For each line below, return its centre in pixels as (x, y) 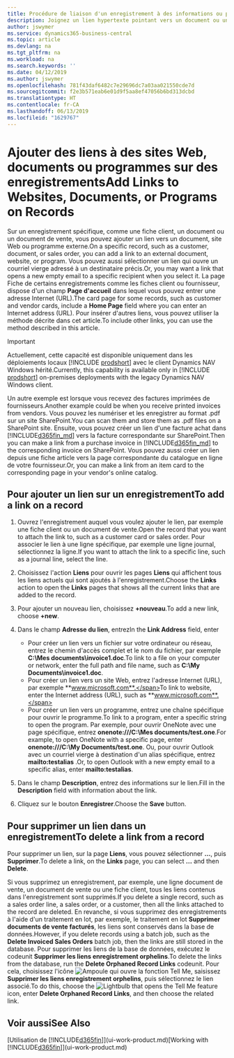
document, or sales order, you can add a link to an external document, (108, 253)
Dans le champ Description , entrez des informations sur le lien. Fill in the (121, 783)
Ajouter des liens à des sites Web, (107, 152)
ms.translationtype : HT (42, 99)
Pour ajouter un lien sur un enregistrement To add (116, 494)
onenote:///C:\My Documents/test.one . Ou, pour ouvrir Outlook (121, 747)
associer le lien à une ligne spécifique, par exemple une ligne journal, (116, 544)
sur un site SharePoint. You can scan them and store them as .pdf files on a (114, 420)
